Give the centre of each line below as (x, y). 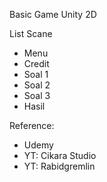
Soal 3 (37, 95)
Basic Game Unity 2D (53, 14)
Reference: (32, 125)
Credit (36, 63)
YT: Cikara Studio (60, 155)
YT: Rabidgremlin (59, 166)
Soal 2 (37, 85)
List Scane (31, 33)
